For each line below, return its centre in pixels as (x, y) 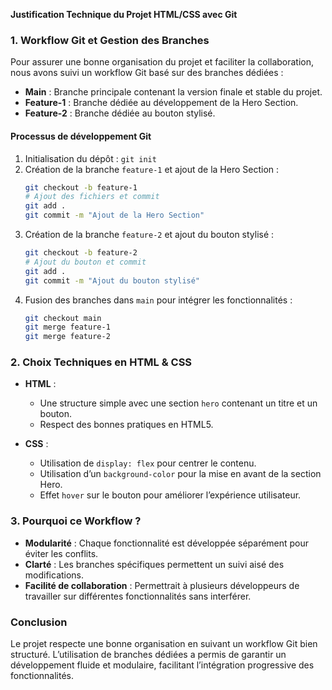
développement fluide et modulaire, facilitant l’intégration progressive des (162, 665)
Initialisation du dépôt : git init (90, 158)
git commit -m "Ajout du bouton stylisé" (112, 280)
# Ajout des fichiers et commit (92, 197)
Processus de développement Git (81, 136)
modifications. (54, 575)
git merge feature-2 (67, 337)
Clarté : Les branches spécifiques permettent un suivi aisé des (154, 564)
